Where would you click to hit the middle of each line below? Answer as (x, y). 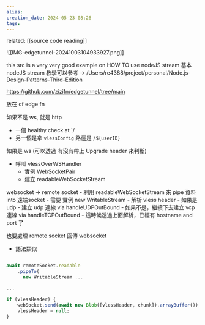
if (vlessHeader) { (31, 299)
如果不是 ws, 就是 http (34, 118)
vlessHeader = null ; (43, 311)
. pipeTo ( (28, 272)
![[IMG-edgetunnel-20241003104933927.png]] (65, 53)
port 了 (15, 223)
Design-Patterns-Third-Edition (44, 80)
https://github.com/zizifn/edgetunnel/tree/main (66, 92)
